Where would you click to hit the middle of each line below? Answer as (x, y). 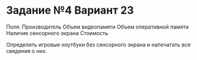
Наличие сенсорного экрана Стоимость (57, 33)
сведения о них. (27, 50)
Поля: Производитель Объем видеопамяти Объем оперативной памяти (97, 27)
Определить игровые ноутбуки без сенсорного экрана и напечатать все (99, 45)
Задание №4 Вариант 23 (70, 10)
